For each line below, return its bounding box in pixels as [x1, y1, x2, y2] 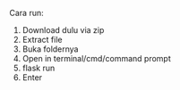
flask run [21, 62, 56, 73]
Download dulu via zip [21, 25, 105, 35]
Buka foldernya [21, 44, 79, 54]
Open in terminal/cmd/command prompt [21, 53, 172, 63]
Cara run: [9, 8, 45, 18]
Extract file [21, 35, 63, 45]
